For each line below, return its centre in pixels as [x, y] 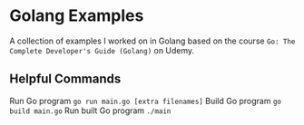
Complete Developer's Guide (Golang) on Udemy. [102, 50]
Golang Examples [77, 16]
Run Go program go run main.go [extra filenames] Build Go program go [145, 101]
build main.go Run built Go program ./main [90, 111]
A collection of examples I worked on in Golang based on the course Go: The [152, 41]
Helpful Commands [65, 79]
